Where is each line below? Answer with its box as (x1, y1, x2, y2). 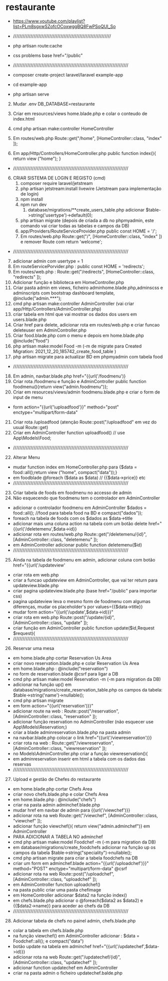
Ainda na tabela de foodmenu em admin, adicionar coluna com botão (12, 556, 155, 562)
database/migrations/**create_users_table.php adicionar (27, 206, 145, 212)
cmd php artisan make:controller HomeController (12, 125, 114, 131)
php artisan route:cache (12, 42, 62, 48)
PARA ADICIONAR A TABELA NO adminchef (12, 833, 103, 839)
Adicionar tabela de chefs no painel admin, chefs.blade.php (12, 917, 136, 923)
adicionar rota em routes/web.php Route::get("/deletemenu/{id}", (12, 531, 147, 537)
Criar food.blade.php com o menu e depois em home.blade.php (12, 332, 144, 338)
